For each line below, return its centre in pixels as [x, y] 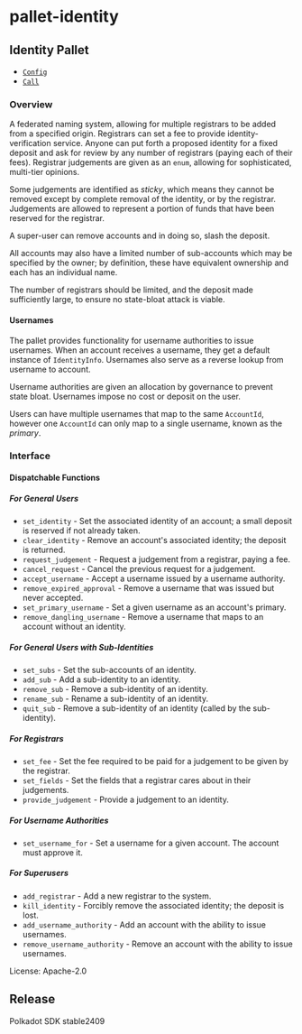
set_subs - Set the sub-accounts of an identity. [109, 669]
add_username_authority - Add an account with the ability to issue [144, 924]
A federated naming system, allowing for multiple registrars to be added [143, 125]
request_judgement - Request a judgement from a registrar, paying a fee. [156, 559]
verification [30, 143]
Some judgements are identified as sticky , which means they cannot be [142, 189]
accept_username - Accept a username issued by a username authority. [154, 578]
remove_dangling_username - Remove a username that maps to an [143, 616]
